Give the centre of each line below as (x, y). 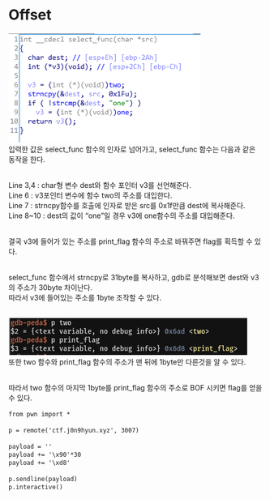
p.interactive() (36, 487)
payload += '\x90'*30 (45, 454)
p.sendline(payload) (43, 479)
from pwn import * (39, 414)
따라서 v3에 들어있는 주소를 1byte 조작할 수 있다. (85, 297)
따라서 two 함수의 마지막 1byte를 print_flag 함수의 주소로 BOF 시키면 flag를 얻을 (135, 387)
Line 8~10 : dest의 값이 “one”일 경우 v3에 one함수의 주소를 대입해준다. (122, 215)
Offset (30, 15)
